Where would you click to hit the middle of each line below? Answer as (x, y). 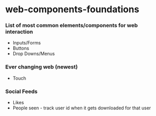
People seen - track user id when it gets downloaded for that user (82, 108)
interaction (19, 32)
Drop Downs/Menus (34, 54)
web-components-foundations (72, 9)
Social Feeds (21, 91)
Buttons (21, 48)
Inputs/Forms (27, 43)
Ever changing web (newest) (42, 67)
